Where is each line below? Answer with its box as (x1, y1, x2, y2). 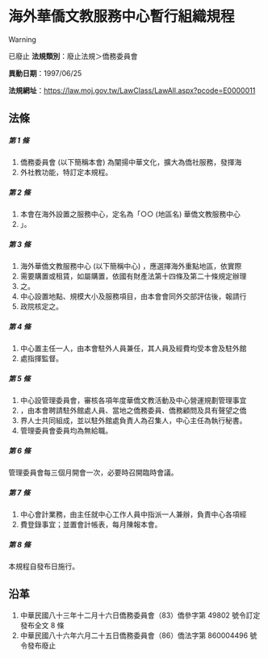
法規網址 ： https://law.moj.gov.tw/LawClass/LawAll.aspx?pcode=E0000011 (8, 86, 256, 95)
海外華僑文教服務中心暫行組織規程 (8, 7, 236, 26)
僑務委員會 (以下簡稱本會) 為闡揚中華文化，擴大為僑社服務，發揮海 (19, 157, 242, 167)
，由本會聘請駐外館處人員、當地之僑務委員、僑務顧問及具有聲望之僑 (19, 405, 247, 416)
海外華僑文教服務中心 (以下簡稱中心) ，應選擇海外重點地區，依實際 (19, 262, 242, 271)
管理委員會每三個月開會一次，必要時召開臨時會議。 (8, 467, 178, 477)
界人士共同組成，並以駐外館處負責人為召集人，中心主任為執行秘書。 (19, 416, 247, 425)
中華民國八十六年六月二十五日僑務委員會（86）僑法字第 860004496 (19, 631, 249, 640)
